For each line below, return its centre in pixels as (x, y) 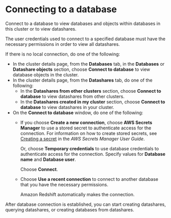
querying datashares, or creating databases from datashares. (70, 209)
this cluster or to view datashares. (41, 29)
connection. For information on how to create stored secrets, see (89, 133)
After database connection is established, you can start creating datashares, (86, 204)
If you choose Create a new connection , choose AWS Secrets (86, 122)
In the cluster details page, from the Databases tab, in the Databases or (89, 64)
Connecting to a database (61, 9)
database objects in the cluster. (46, 74)
